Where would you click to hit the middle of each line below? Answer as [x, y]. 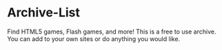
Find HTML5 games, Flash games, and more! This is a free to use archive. [112, 32]
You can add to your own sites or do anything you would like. [94, 38]
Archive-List [44, 13]
